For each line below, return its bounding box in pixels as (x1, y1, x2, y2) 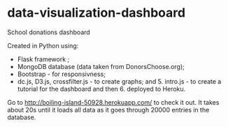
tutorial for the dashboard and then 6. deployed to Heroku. (17, 84, 186, 93)
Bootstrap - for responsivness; (17, 70, 106, 78)
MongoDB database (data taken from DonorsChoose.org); (17, 62, 185, 70)
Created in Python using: (7, 41, 79, 50)
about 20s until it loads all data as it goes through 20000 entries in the (7, 105, 210, 114)
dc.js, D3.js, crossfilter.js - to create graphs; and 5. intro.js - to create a (17, 77, 222, 85)
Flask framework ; (17, 54, 70, 63)
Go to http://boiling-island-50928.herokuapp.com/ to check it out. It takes (7, 98, 220, 106)
